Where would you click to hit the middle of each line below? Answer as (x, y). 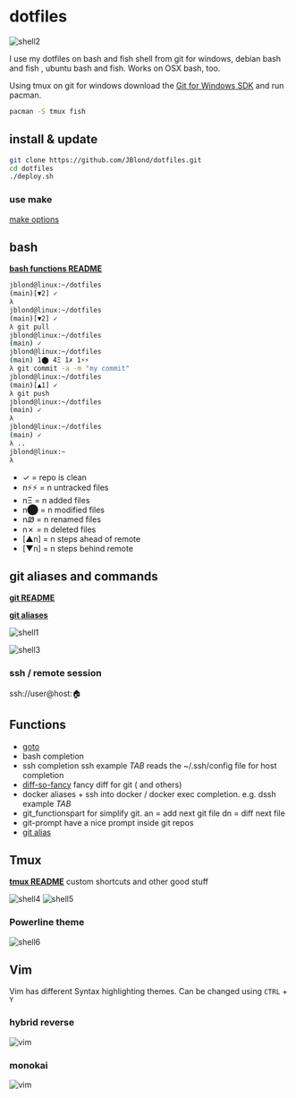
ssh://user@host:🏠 (46, 693)
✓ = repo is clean (54, 477)
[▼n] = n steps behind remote (78, 548)
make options (34, 219)
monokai (29, 1065)
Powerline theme (47, 922)
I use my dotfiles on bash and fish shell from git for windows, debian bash (145, 58)
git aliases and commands (84, 576)
